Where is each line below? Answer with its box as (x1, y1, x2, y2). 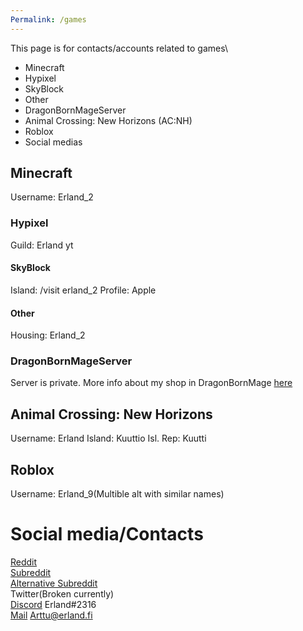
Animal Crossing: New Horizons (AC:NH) (24, 114, 193, 126)
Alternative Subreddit (10, 577, 98, 589)
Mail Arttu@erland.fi (10, 609, 93, 621)
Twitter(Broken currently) (10, 588, 115, 600)
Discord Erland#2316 (10, 599, 97, 610)
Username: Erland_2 (10, 191, 94, 203)
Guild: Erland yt (10, 239, 74, 251)
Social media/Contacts (10, 523, 204, 546)
